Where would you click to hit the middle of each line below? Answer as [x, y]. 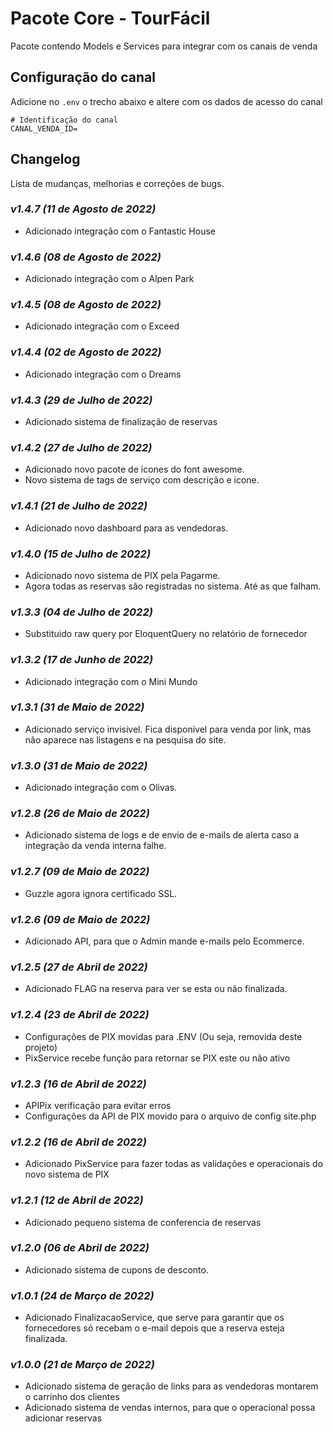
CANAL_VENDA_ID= [44, 128]
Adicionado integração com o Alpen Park [109, 279]
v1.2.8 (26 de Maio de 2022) [80, 814]
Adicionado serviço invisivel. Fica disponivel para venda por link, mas [168, 729]
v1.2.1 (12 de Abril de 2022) [77, 1200]
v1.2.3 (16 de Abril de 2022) [78, 1084]
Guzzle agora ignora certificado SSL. [101, 893]
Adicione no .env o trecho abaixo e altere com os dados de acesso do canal [166, 101]
